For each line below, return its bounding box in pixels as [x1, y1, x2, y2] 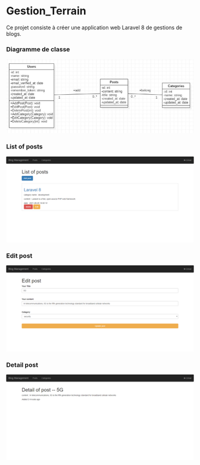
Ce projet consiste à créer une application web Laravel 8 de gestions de [6, 24, 183, 31]
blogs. [6, 30, 22, 37]
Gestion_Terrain [6, 4, 86, 18]
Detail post [6, 361, 39, 369]
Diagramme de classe [6, 45, 70, 53]
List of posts [6, 142, 43, 151]
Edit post [6, 252, 33, 260]
